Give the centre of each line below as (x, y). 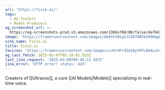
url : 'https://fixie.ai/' (31, 10)
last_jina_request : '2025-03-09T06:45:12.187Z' (55, 60)
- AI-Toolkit (23, 19)
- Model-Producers (28, 23)
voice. (21, 83)
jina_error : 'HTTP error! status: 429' (46, 64)
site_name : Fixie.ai (26, 42)
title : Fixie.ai (22, 46)
